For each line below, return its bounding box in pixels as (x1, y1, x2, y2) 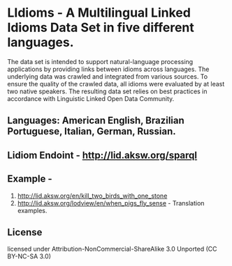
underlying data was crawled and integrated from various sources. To (7, 72, 208, 81)
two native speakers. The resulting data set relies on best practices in (7, 87, 208, 95)
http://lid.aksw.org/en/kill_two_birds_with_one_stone (17, 191, 168, 200)
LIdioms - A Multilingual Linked (7, 5, 191, 21)
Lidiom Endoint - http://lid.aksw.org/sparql (7, 149, 198, 161)
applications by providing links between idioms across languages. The (7, 65, 210, 73)
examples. (17, 206, 48, 214)
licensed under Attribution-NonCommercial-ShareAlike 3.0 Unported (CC (7, 245, 218, 253)
